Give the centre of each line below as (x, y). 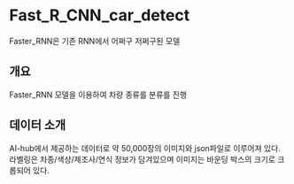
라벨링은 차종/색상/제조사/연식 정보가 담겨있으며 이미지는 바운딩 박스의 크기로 (143, 159)
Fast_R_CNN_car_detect (100, 15)
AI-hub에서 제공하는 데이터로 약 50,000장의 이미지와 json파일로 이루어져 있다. (145, 148)
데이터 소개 (38, 125)
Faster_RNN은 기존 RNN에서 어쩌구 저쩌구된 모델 (95, 41)
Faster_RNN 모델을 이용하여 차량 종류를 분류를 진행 (98, 95)
